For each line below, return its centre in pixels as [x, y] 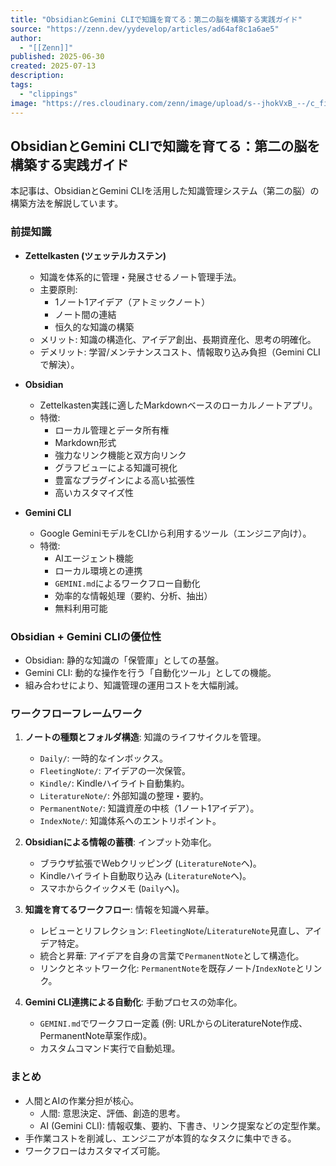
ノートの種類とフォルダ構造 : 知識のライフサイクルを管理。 [145, 737]
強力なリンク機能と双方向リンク [120, 455]
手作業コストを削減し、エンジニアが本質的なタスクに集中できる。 [160, 1138]
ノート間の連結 [85, 314]
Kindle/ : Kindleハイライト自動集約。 [114, 783]
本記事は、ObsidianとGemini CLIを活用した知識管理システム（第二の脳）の [165, 191]
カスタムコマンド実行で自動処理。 [110, 1048]
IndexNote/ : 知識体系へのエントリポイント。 [130, 821]
